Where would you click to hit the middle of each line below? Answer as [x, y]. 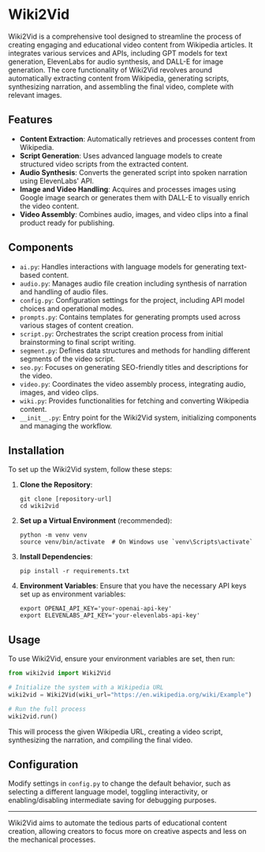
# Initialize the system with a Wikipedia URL [86, 688]
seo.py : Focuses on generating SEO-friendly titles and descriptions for [134, 367]
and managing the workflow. [66, 426]
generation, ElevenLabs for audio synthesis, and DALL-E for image [116, 62]
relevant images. [35, 95]
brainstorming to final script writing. [78, 342]
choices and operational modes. [72, 308]
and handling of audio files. [64, 291]
